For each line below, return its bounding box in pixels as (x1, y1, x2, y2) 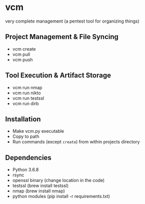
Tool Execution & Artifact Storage (5, 71, 111, 80)
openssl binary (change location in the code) (12, 177, 105, 183)
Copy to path (12, 133, 39, 139)
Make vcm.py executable (12, 128, 64, 134)
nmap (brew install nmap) (12, 188, 65, 194)
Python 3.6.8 (12, 167, 39, 173)
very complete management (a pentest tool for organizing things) (5, 18, 140, 24)
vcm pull (12, 51, 30, 57)
